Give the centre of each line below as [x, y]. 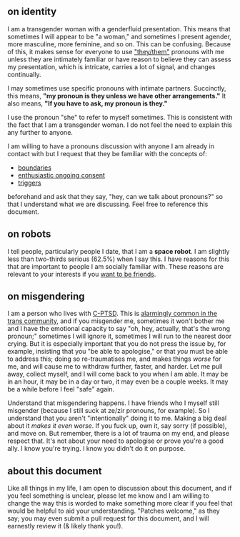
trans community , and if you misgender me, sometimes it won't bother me [116, 321]
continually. [24, 74]
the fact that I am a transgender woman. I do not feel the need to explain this [120, 125]
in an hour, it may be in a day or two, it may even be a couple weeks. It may [118, 382]
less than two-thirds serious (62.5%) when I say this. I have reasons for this [119, 259]
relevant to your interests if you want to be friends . [82, 274]
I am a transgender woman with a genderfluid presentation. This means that [119, 29]
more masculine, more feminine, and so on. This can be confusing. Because [119, 44]
